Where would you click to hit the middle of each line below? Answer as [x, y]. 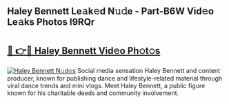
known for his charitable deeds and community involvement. [93, 93]
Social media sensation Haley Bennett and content [149, 71]
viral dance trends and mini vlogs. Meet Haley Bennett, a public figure [106, 86]
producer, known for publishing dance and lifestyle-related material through [115, 78]
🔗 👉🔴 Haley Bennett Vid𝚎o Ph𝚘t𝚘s [84, 51]
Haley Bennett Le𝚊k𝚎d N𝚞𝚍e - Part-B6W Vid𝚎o [111, 11]
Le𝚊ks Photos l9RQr [51, 22]
